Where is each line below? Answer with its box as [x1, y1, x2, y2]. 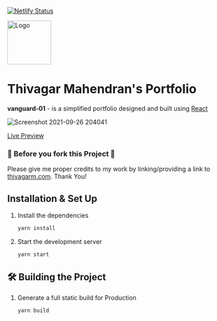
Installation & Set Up [7, 193, 98, 205]
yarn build [17, 307, 50, 314]
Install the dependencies [17, 211, 89, 220]
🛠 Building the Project [7, 271, 106, 283]
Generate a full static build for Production [17, 293, 136, 301]
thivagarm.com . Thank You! [7, 172, 87, 181]
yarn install [17, 225, 56, 232]
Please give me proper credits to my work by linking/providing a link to [7, 165, 211, 173]
